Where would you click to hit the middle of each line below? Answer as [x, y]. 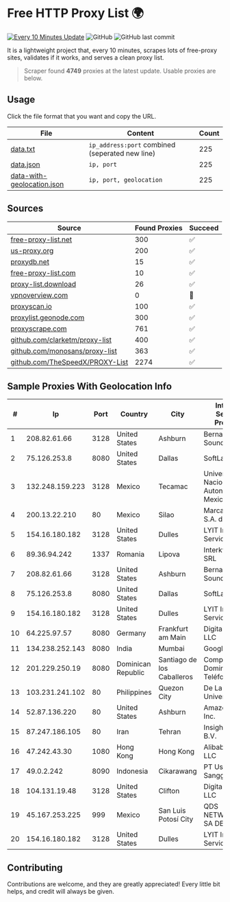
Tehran [170, 732]
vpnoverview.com [39, 295]
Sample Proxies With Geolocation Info [90, 386]
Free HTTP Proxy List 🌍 [76, 13]
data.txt [23, 149]
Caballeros [176, 677]
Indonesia [132, 771]
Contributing [35, 867]
